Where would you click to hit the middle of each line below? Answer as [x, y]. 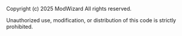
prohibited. [20, 27]
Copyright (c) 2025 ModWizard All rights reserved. [69, 9]
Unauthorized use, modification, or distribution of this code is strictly [91, 20]
